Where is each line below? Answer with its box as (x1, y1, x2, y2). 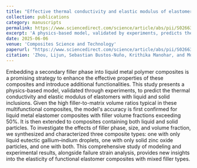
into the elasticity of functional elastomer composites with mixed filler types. (6, 155, 191, 162)
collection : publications (6, 14, 69, 20)
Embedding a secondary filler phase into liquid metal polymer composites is (6, 68, 189, 75)
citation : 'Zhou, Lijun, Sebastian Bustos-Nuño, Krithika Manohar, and (6, 52, 185, 58)
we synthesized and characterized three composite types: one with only (6, 130, 181, 138)
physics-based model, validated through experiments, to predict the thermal (6, 87, 191, 94)
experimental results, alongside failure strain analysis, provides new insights (6, 149, 190, 156)
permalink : (6, 25, 33, 31)
